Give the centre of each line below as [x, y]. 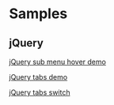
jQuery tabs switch [40, 92]
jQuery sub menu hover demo [57, 62]
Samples [38, 14]
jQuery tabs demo [38, 77]
